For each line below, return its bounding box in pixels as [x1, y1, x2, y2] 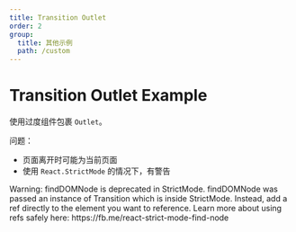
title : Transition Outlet [9, 13, 106, 22]
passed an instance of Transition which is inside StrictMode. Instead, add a [9, 193, 288, 204]
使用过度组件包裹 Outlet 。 [9, 116, 107, 127]
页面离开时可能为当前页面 [22, 155, 118, 165]
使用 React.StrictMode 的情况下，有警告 [22, 165, 171, 176]
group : [9, 30, 34, 39]
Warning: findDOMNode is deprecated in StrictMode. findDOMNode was [9, 183, 279, 194]
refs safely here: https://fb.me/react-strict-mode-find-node [9, 212, 229, 223]
